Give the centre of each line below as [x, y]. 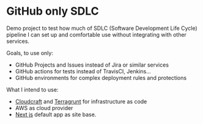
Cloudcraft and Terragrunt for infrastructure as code [81, 101]
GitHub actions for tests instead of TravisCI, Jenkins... [83, 71]
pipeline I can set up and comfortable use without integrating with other [96, 34]
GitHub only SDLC [53, 11]
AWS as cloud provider [44, 108]
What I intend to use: [32, 89]
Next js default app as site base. [56, 114]
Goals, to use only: [30, 53]
